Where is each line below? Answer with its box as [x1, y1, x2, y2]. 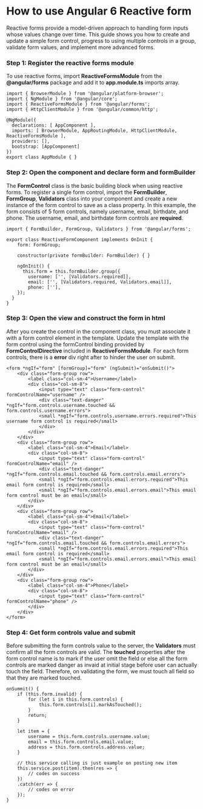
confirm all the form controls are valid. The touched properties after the [6, 649, 185, 656]
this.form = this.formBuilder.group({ [22, 268, 121, 274]
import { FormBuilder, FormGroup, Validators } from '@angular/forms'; [6, 226, 191, 232]
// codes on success [28, 771, 80, 777]
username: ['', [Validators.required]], [28, 274, 131, 280]
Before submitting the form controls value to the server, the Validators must [6, 642, 196, 649]
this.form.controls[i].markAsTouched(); [38, 702, 142, 708]
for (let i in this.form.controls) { [28, 696, 123, 703]
